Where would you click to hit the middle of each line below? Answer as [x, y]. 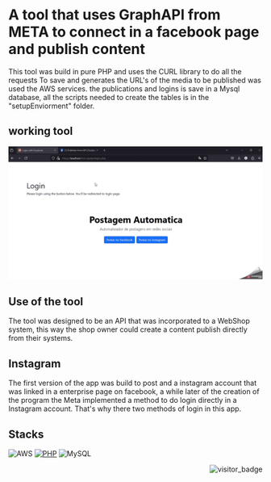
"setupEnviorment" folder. [52, 106]
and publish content [77, 49]
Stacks [26, 434]
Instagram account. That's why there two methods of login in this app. [125, 409]
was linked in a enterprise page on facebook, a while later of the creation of [134, 392]
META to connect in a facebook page [134, 32]
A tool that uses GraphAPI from [115, 15]
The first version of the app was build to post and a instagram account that [132, 383]
